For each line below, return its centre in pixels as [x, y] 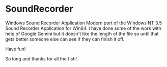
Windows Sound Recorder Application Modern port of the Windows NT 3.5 [83, 23]
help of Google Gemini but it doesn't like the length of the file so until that [82, 33]
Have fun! [16, 49]
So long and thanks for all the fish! [41, 58]
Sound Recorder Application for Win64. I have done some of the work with [83, 28]
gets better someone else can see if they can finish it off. [65, 39]
